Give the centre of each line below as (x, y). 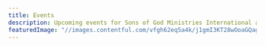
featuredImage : (33, 30)
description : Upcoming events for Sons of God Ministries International (130, 23)
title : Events (32, 15)
